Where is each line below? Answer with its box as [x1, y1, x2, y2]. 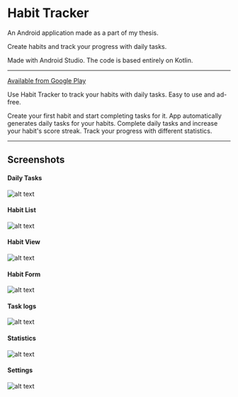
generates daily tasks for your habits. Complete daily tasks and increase [7, 119, 218, 127]
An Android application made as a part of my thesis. [7, 28, 159, 37]
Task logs [7, 302, 37, 310]
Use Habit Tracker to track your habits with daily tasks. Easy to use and [7, 90, 215, 99]
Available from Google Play [7, 76, 86, 85]
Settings [7, 366, 33, 374]
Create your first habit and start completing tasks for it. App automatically [7, 112, 222, 120]
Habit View [7, 238, 40, 246]
